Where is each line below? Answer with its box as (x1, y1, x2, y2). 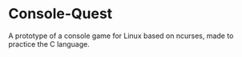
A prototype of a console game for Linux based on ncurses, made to (8, 31, 234, 40)
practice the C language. (8, 39, 90, 48)
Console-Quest (8, 5, 113, 23)
